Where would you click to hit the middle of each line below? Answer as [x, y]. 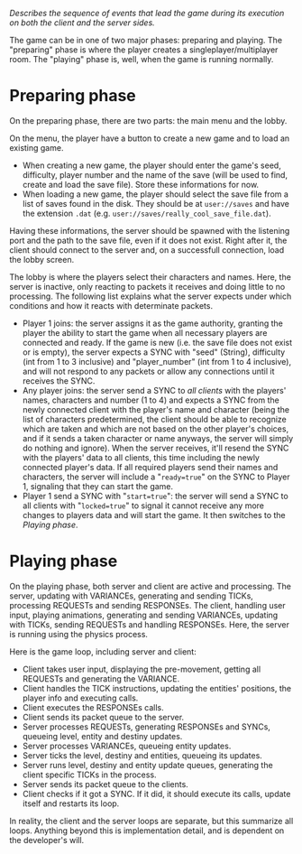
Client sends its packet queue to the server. [103, 717]
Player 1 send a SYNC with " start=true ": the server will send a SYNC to [155, 496]
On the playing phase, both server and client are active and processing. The [150, 586]
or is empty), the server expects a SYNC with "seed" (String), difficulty [154, 352]
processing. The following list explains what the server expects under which [151, 296]
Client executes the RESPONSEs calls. [93, 707]
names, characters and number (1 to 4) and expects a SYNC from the [151, 400]
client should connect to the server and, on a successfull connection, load [147, 250]
